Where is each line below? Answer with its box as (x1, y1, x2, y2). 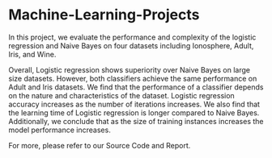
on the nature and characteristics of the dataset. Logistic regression (8, 90, 235, 100)
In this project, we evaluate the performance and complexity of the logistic (8, 32, 257, 42)
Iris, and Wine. (8, 49, 57, 59)
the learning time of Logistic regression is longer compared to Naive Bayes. (8, 107, 260, 118)
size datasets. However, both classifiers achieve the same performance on (8, 73, 257, 83)
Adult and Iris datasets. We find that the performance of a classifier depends (8, 82, 264, 92)
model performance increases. (8, 125, 111, 135)
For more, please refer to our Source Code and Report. (8, 140, 191, 150)
